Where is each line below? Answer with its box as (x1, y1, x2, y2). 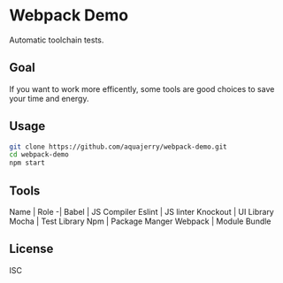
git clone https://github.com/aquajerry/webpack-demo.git (9, 142, 227, 151)
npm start (9, 158, 46, 168)
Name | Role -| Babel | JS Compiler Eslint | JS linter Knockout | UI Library (9, 207, 274, 217)
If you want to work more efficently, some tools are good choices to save (9, 83, 275, 94)
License (9, 241, 54, 256)
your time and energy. (9, 93, 89, 103)
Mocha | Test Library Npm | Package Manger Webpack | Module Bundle (9, 216, 272, 226)
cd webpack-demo (9, 150, 69, 159)
